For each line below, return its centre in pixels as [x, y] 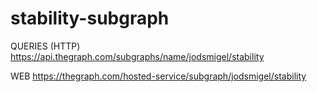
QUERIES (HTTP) [45, 46]
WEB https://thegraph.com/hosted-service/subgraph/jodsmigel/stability [158, 76]
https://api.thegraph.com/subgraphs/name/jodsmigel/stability [137, 56]
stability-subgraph [90, 18]
